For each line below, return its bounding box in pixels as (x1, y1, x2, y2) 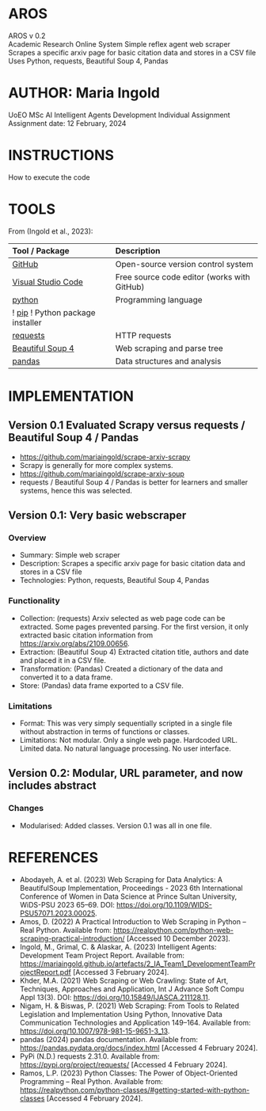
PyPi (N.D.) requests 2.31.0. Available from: (19, 1051, 160, 1061)
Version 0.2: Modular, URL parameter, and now (8, 767, 244, 780)
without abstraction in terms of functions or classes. (19, 727, 190, 736)
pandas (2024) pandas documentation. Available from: (19, 1034, 198, 1044)
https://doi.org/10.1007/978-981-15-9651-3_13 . (19, 1026, 170, 1036)
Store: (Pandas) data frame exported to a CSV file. (19, 680, 184, 690)
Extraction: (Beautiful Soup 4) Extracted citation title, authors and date (19, 647, 249, 656)
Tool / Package (12, 245, 70, 256)
